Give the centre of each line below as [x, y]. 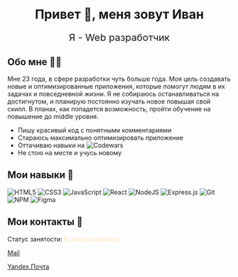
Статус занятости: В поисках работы [63, 239]
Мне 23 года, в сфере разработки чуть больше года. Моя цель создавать [119, 79]
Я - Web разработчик [119, 38]
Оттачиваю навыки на [51, 145]
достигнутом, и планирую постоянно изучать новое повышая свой [109, 101]
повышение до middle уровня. [53, 117]
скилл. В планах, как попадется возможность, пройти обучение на [109, 109]
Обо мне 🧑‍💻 [34, 62]
